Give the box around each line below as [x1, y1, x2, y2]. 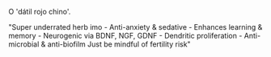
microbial [8, 39, 40, 49]
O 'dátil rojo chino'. [8, 7, 71, 16]
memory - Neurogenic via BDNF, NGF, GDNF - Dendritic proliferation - [8, 31, 243, 40]
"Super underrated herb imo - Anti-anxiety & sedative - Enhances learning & [8, 22, 263, 31]
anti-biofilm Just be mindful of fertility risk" [47, 39, 192, 49]
